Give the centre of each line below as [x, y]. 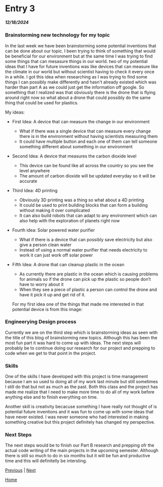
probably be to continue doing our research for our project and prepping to [80, 348]
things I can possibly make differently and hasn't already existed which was [81, 82]
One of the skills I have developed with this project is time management [77, 376]
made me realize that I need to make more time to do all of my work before [80, 392]
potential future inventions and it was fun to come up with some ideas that [79, 412]
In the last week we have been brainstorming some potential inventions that [81, 46]
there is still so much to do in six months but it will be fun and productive [78, 456]
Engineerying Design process [41, 322]
